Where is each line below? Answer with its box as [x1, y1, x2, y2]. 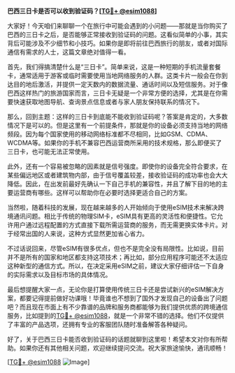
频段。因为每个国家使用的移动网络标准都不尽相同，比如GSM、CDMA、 [7, 130, 212, 138]
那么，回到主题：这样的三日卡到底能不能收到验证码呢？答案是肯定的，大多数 [7, 112, 228, 121]
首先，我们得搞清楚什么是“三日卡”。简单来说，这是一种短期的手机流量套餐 [7, 63, 222, 71]
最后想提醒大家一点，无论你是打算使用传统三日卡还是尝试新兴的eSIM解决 [7, 286, 218, 293]
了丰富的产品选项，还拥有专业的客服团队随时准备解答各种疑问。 [7, 321, 191, 328]
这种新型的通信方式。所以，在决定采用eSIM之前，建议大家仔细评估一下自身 [7, 262, 225, 270]
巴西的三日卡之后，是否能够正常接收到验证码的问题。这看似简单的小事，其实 [7, 31, 228, 38]
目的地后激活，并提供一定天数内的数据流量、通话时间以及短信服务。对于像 [13, 80, 228, 88]
